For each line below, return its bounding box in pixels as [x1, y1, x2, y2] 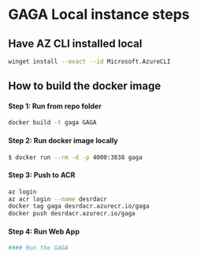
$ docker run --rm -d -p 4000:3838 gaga [8, 153, 143, 161]
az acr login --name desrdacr [8, 195, 108, 203]
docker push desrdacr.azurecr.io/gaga [8, 210, 136, 218]
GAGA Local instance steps [8, 6, 191, 24]
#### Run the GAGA [8, 244, 69, 252]
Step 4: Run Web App [8, 227, 80, 236]
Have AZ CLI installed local [8, 37, 143, 50]
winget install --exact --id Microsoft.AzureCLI [8, 57, 171, 65]
